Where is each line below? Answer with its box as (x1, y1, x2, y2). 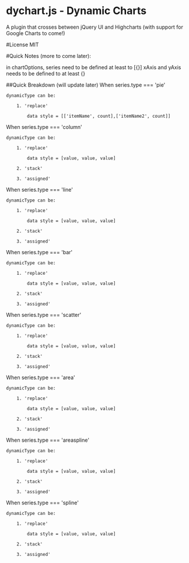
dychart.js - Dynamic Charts (6, 4, 147, 18)
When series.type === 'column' (6, 123, 83, 130)
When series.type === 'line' (6, 186, 73, 193)
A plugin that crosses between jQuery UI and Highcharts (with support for (6, 23, 184, 30)
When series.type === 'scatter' (6, 311, 82, 318)
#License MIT (6, 41, 39, 48)
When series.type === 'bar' (6, 248, 73, 255)
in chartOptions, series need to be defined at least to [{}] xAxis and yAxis (6, 63, 181, 71)
